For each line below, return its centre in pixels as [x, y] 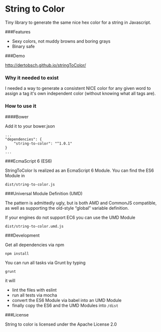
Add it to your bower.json [30, 126]
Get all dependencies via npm [35, 245]
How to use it [21, 106]
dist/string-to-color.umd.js [34, 226]
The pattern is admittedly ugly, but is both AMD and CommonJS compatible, [81, 203]
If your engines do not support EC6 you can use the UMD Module [70, 217]
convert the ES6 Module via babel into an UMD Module [67, 300]
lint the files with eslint [34, 290]
